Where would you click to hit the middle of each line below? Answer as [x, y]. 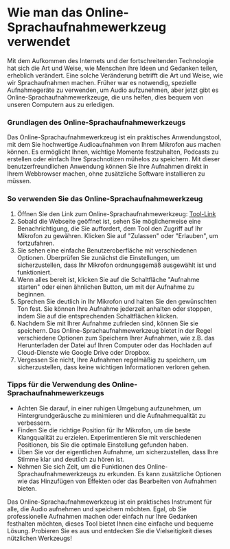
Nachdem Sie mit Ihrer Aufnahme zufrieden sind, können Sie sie [108, 323]
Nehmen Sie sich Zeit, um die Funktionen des [81, 466]
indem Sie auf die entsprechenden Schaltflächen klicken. [97, 316]
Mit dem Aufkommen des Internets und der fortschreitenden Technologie [111, 60]
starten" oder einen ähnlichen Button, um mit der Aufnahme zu [106, 287]
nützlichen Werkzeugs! [39, 538]
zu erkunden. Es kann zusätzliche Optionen [160, 474]
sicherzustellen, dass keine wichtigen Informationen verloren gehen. [114, 367]
